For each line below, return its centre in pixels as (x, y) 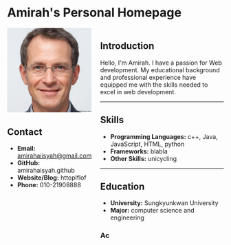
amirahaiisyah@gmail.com (54, 156)
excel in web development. (138, 92)
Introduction (127, 46)
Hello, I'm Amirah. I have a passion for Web (161, 63)
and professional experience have (148, 77)
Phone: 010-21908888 (49, 185)
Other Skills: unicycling (144, 158)
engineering (127, 217)
